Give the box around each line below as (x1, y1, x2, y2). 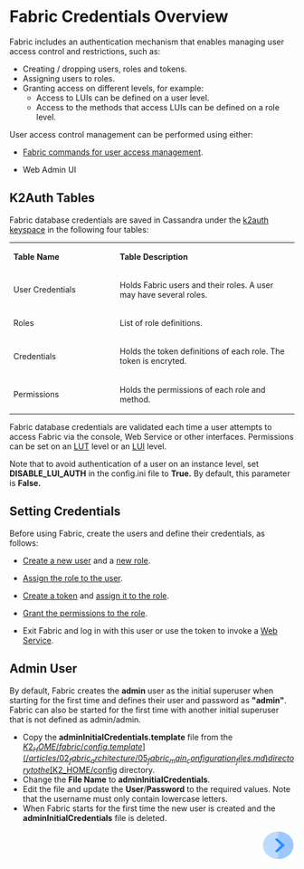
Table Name (13, 251, 61, 262)
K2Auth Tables (9, 190, 95, 205)
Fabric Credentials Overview (9, 6, 229, 27)
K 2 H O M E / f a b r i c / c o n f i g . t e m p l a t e (22, 740, 143, 754)
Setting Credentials (9, 504, 121, 520)
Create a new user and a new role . (22, 555, 151, 566)
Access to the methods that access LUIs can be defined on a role (35, 101, 280, 112)
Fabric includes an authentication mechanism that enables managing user (9, 36, 285, 47)
